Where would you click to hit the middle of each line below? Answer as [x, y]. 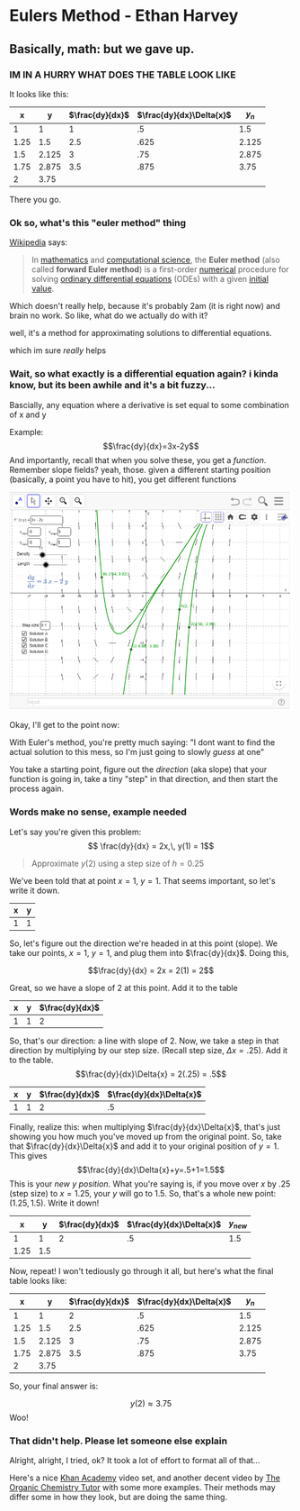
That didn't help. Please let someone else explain [118, 1441]
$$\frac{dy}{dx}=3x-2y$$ [151, 446]
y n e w [238, 1224]
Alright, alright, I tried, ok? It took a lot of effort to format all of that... [135, 1461]
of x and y [28, 414]
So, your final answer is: [54, 1386]
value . [43, 288]
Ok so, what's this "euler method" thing [98, 223]
